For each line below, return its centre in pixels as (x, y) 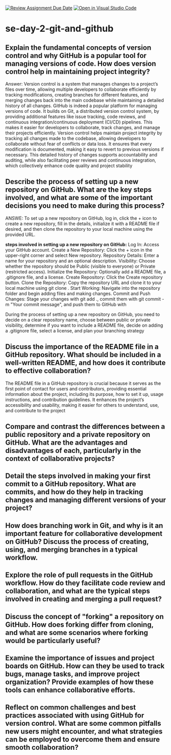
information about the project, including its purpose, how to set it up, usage (84, 394)
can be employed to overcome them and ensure (82, 739)
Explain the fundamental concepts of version (78, 47)
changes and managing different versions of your (86, 500)
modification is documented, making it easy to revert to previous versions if (85, 149)
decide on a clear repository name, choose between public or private (78, 320)
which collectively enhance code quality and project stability (69, 166)
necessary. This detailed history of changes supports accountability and (81, 155)
